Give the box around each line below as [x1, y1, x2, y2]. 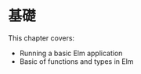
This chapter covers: [8, 33, 75, 43]
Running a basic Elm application [19, 48, 123, 58]
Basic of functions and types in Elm [19, 56, 134, 66]
